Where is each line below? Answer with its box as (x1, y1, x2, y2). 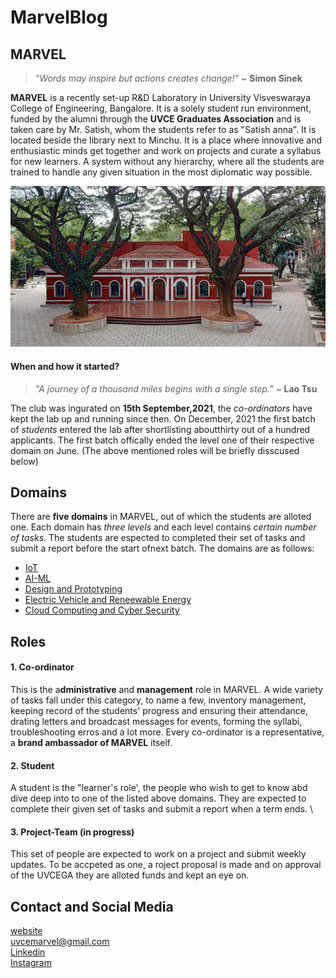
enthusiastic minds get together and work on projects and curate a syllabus (10, 145, 322, 156)
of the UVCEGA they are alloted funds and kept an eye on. (10, 869, 250, 881)
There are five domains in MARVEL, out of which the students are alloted (10, 511, 312, 523)
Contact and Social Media (10, 898, 174, 915)
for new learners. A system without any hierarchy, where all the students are (10, 156, 325, 167)
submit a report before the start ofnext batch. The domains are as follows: (10, 542, 315, 555)
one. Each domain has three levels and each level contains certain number (10, 521, 317, 533)
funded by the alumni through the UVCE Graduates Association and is (10, 113, 302, 125)
